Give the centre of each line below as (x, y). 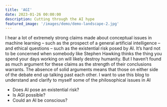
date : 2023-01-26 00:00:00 (33, 14)
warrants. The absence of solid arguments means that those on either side (82, 70)
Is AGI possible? (29, 95)
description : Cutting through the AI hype (50, 19)
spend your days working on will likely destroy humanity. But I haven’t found (83, 59)
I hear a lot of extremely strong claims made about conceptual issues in (79, 38)
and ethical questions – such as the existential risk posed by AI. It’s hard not (83, 48)
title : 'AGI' (19, 10)
